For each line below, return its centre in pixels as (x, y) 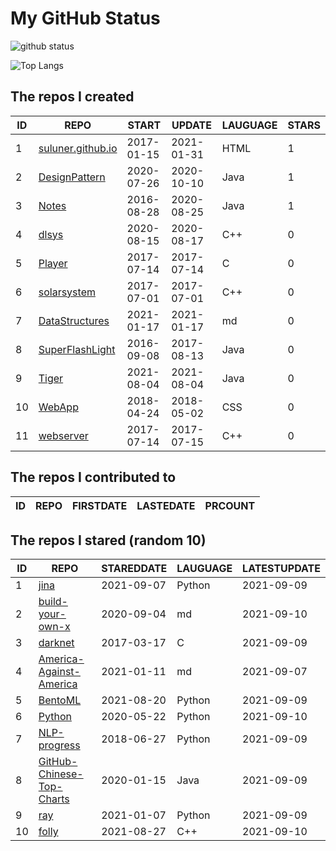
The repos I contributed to (93, 477)
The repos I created (72, 97)
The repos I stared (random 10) (108, 540)
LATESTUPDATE (281, 569)
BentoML (60, 700)
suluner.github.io (78, 148)
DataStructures (74, 320)
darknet (56, 643)
